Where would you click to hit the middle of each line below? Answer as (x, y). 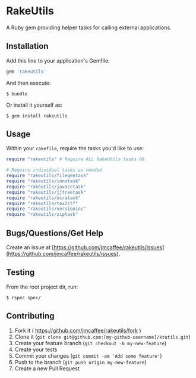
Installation (27, 46)
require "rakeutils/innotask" (44, 181)
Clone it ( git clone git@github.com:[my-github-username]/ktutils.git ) (103, 337)
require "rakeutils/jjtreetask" (46, 192)
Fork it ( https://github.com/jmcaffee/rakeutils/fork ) (78, 330)
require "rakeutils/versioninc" (46, 209)
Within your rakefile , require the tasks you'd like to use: (75, 148)
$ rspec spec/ (24, 298)
